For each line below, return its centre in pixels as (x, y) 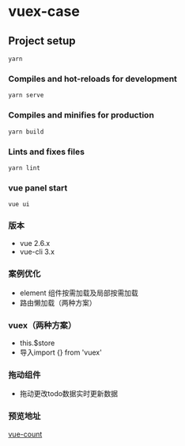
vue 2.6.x (35, 244)
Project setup (42, 41)
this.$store (37, 343)
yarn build (26, 132)
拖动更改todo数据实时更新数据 (69, 394)
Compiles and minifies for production (81, 115)
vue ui (19, 205)
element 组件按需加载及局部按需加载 (79, 293)
